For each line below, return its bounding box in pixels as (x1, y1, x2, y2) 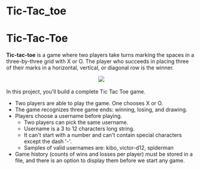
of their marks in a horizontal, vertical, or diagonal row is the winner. (6, 64, 174, 71)
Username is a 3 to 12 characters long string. (23, 125, 135, 132)
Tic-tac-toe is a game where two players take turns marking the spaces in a (6, 51, 195, 59)
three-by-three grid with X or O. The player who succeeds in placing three (6, 58, 189, 65)
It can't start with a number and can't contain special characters (23, 132, 182, 139)
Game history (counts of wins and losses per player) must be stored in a (14, 151, 193, 158)
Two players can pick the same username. (23, 119, 129, 126)
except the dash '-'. (23, 138, 72, 145)
